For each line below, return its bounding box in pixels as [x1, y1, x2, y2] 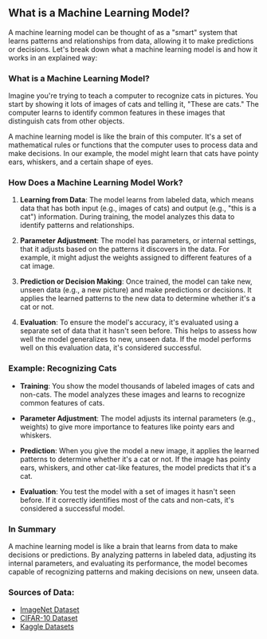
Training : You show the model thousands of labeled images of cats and [19, 381, 255, 390]
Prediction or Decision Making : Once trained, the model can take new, [19, 276, 253, 286]
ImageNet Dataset [19, 605, 80, 614]
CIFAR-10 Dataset [19, 614, 78, 623]
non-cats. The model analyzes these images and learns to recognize [19, 390, 245, 399]
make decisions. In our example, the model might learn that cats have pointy [8, 149, 259, 159]
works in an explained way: [8, 53, 98, 62]
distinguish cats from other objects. [8, 116, 125, 126]
